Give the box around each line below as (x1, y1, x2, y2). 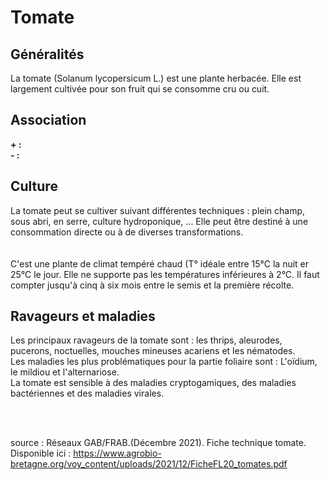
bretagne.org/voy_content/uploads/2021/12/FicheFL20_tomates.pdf (10, 458, 288, 470)
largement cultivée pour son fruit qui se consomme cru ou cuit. (10, 83, 270, 95)
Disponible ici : (10, 447, 72, 460)
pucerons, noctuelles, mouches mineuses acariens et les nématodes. (10, 345, 296, 357)
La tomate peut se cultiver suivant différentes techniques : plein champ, (10, 204, 306, 216)
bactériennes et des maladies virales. (10, 387, 165, 400)
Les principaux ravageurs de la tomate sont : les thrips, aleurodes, (10, 334, 283, 346)
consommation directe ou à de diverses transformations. (10, 226, 244, 238)
